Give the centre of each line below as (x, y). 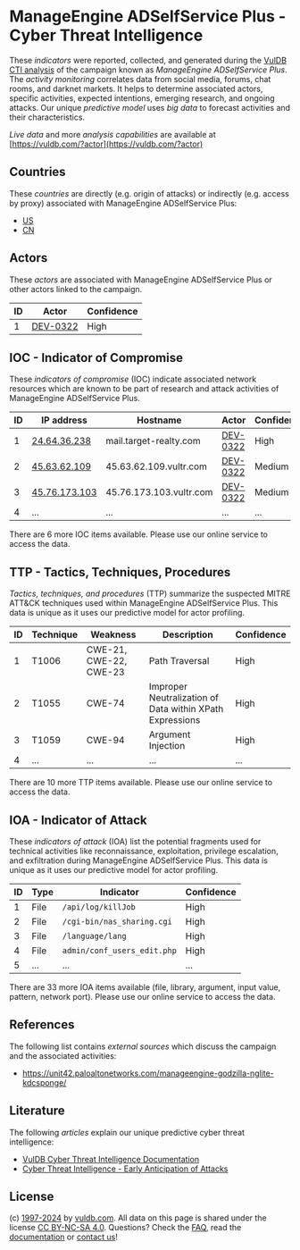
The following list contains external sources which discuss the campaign (143, 1046)
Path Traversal (179, 661)
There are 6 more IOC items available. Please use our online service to (138, 534)
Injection (167, 746)
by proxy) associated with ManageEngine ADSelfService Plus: (123, 203)
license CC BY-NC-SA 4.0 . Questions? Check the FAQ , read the (125, 1228)
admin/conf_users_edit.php (119, 950)
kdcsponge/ (44, 1082)
